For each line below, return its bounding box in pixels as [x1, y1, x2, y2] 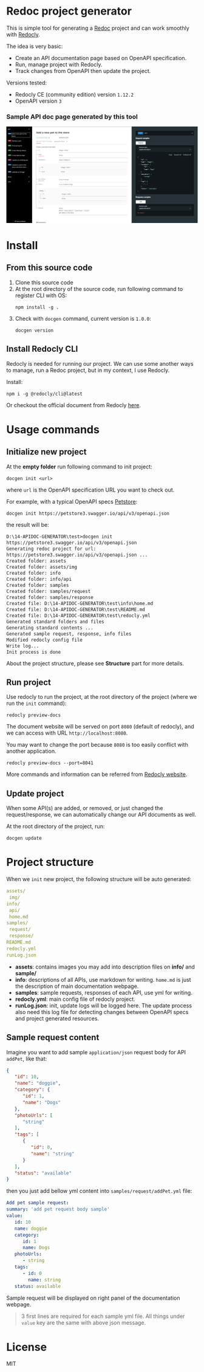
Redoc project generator [6, 4, 132, 18]
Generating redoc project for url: [6, 546, 97, 552]
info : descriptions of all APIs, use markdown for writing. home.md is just [15, 976, 191, 983]
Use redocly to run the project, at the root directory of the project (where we [6, 693, 197, 701]
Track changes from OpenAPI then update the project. [15, 67, 151, 74]
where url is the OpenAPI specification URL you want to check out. [6, 486, 175, 493]
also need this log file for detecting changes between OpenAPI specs [15, 1008, 189, 1015]
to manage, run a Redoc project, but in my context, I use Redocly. [6, 366, 170, 374]
